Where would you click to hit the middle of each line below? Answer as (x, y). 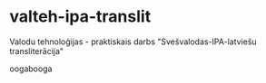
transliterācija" (37, 51)
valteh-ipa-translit (80, 17)
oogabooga (31, 69)
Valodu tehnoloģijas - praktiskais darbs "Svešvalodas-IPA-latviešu (133, 41)
